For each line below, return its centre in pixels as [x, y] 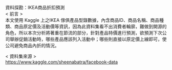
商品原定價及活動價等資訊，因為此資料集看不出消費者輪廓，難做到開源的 [90, 26]
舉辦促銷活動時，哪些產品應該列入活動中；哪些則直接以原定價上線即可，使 [88, 39]
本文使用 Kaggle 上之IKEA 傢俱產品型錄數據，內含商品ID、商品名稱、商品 [82, 20]
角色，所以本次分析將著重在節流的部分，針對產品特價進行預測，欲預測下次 [84, 33]
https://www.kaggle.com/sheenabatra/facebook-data [62, 62]
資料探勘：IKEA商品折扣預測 [35, 7]
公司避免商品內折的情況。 [32, 45]
